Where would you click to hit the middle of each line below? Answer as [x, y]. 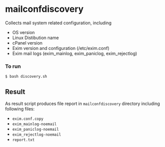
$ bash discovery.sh [26, 77]
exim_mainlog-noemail [34, 124]
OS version [23, 32]
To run [13, 66]
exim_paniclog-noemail [35, 130]
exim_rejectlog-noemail [37, 135]
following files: [20, 109]
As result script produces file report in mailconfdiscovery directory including [82, 104]
